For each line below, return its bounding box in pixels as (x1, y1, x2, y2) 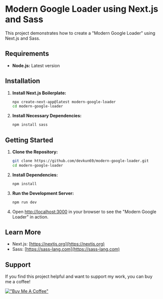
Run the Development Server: (12, 190, 74, 196)
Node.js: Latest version (12, 62, 60, 68)
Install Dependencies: (12, 172, 58, 178)
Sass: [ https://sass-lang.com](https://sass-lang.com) (12, 246, 120, 252)
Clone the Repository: (12, 149, 58, 155)
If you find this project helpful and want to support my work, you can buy (5, 273, 153, 279)
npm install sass (12, 122, 48, 127)
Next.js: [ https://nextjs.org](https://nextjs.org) (12, 241, 105, 247)
